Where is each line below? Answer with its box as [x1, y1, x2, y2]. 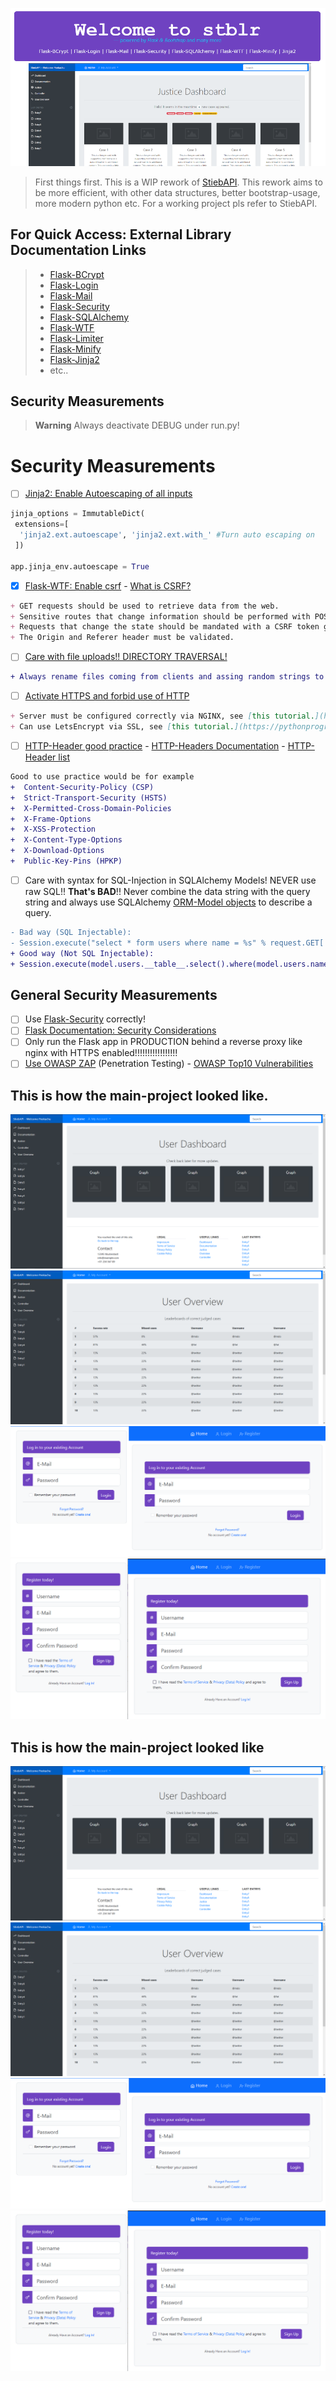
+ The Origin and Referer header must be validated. [10, 633, 235, 643]
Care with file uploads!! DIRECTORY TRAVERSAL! [24, 651, 228, 663]
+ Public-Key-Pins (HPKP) [10, 856, 123, 867]
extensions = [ [14, 519, 70, 530]
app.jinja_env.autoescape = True [10, 561, 150, 572]
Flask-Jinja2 [49, 353, 100, 365]
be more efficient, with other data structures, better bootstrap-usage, [34, 186, 321, 198]
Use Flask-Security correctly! [24, 1013, 146, 1025]
